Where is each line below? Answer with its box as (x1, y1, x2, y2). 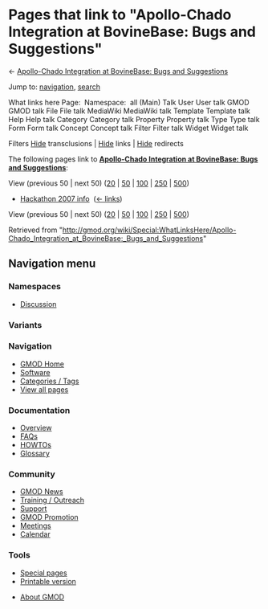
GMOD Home (19, 359, 64, 369)
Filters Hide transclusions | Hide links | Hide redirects (8, 138, 185, 148)
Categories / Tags (19, 376, 79, 386)
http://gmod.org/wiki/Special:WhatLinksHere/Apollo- (62, 225, 237, 235)
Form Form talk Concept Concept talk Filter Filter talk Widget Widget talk (8, 123, 249, 133)
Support (19, 504, 47, 513)
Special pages (19, 568, 67, 578)
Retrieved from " (8, 225, 63, 235)
